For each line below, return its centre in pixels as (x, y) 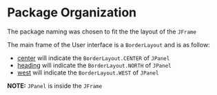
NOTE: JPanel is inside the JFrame (55, 85)
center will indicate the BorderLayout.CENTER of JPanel (93, 58)
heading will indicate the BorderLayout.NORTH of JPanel (94, 65)
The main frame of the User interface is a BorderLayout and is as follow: (108, 44)
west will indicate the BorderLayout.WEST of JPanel (88, 72)
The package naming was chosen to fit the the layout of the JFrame (102, 31)
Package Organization (72, 13)
